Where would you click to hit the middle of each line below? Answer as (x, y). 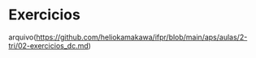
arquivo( (22, 37)
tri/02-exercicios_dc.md (48, 45)
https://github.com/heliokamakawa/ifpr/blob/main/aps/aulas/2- (142, 37)
